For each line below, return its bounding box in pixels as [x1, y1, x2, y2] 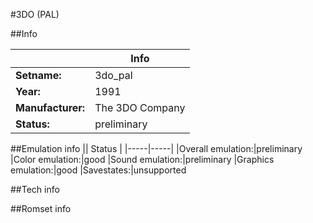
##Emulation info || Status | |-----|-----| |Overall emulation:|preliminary [10, 143, 303, 154]
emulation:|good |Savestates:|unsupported [10, 164, 187, 176]
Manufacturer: [15, 101, 86, 114]
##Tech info [10, 184, 60, 195]
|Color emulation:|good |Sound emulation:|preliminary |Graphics [10, 154, 275, 165]
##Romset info [10, 203, 72, 214]
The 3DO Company [94, 101, 186, 114]
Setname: [15, 69, 62, 82]
